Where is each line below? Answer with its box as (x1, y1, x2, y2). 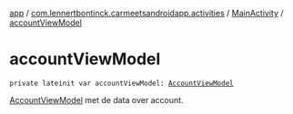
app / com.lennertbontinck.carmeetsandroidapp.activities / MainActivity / (9, 8, 284, 18)
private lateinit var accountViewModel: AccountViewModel (9, 79, 234, 88)
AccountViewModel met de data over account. (9, 94, 184, 105)
